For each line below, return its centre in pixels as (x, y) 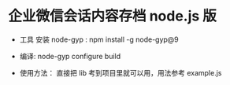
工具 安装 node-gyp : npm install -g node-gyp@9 (99, 39)
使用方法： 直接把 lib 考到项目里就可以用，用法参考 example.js (121, 72)
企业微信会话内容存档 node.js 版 (112, 16)
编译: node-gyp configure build (70, 56)
